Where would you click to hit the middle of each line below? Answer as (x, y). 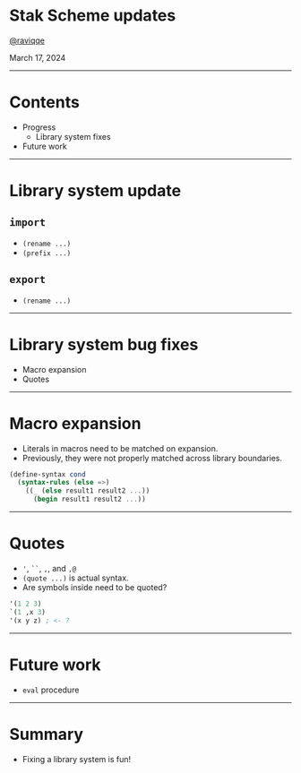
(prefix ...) (47, 253)
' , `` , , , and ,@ (49, 568)
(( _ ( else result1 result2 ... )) (88, 491)
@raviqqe (27, 40)
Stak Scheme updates (93, 16)
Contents (45, 103)
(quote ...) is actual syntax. (75, 578)
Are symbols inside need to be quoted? (95, 587)
